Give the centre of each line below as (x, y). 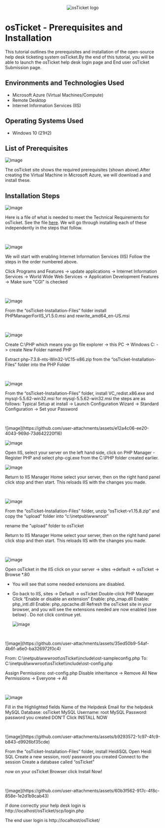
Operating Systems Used (44, 121)
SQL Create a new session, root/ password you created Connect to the (77, 757)
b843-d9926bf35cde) (28, 742)
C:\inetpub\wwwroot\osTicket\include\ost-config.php (59, 663)
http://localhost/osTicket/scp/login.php (45, 811)
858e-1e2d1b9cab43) (27, 796)
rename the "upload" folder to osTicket (45, 526)
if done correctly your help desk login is (46, 806)
